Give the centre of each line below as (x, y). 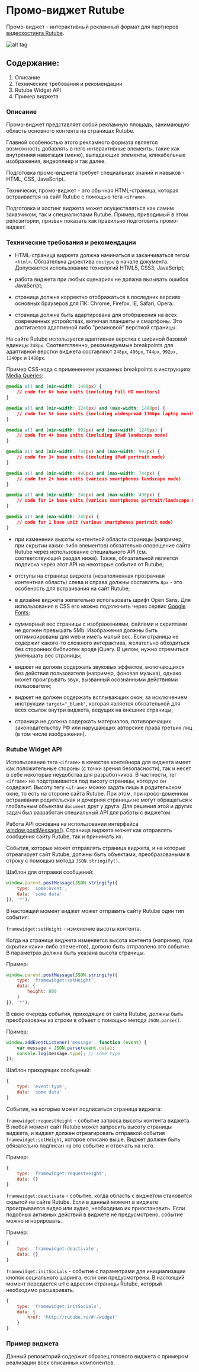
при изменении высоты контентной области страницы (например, (99, 539)
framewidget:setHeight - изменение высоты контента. (74, 928)
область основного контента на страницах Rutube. (70, 131)
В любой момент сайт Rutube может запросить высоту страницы (89, 1127)
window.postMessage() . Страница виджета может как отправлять (89, 831)
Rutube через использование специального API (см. (81, 552)
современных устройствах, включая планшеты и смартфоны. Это (98, 321)
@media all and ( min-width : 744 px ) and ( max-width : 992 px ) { (83, 452)
